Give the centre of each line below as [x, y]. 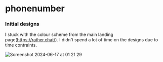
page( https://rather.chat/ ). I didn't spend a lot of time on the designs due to [81, 40]
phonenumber [35, 9]
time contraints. [21, 45]
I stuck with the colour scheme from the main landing [59, 34]
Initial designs [22, 24]
